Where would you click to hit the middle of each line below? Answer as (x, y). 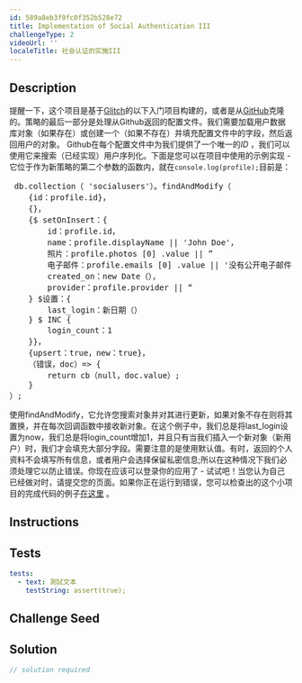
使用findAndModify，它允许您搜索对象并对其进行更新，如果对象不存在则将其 (151, 414)
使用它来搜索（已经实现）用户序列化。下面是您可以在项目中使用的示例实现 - (150, 155)
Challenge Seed (55, 619)
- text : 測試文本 (47, 582)
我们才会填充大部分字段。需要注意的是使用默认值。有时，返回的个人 (166, 448)
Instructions (44, 522)
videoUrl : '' (34, 43)
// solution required (50, 669)
